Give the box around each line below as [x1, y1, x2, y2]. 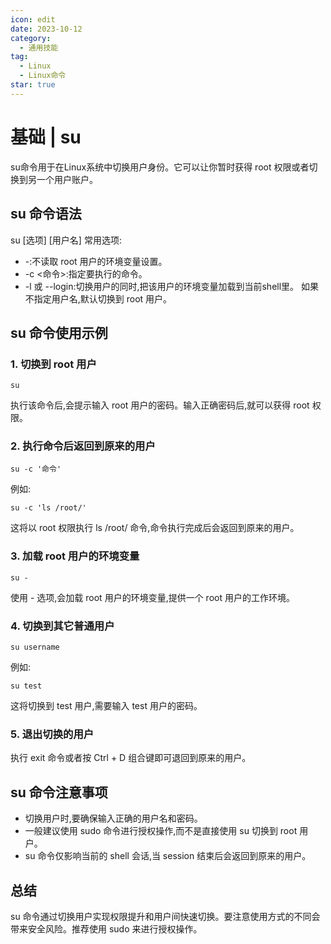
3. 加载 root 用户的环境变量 [10, 549, 140, 563]
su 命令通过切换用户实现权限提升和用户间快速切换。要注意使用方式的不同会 [10, 911, 321, 922]
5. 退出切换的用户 [10, 727, 95, 741]
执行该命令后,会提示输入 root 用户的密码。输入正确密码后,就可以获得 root [10, 399, 310, 411]
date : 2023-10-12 [10, 24, 83, 34]
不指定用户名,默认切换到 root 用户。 [24, 292, 173, 305]
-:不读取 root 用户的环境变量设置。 [24, 255, 168, 267]
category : [10, 33, 52, 43]
